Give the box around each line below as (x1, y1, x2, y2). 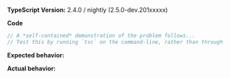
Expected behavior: (7, 51, 65, 59)
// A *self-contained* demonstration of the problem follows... (7, 32, 196, 39)
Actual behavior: (7, 64, 56, 73)
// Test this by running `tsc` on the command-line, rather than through (7, 38, 224, 45)
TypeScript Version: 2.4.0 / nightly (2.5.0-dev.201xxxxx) (7, 6, 168, 14)
